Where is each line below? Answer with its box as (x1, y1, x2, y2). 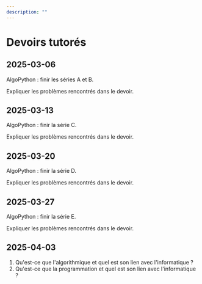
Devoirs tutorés (6, 35, 87, 49)
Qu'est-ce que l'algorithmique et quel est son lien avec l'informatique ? (15, 258, 193, 266)
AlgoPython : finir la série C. (6, 122, 77, 129)
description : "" (6, 9, 48, 15)
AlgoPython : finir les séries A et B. (6, 76, 94, 83)
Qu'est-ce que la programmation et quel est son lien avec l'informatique (15, 265, 197, 272)
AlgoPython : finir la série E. (6, 213, 76, 220)
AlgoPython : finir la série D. (6, 167, 77, 175)
